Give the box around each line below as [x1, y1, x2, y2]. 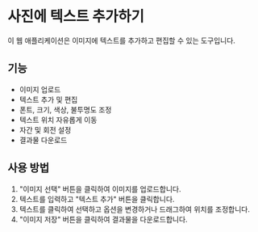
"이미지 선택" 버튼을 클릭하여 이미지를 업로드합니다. [19, 183, 181, 194]
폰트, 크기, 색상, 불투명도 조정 [19, 104, 112, 114]
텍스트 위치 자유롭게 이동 [19, 115, 98, 124]
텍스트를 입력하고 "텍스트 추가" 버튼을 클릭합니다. [19, 194, 175, 204]
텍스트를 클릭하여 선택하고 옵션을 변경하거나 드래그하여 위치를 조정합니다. [19, 204, 251, 214]
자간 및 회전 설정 [19, 124, 72, 134]
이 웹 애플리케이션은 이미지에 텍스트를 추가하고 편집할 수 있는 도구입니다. [7, 36, 235, 45]
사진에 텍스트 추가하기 [7, 7, 144, 26]
